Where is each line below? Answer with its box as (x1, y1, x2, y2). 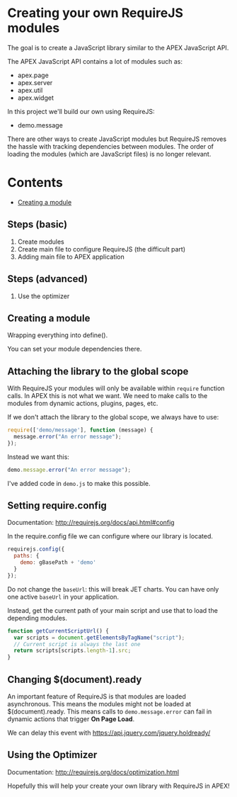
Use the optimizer (17, 292, 70, 300)
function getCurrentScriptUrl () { (7, 627, 110, 635)
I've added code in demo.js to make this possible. (7, 479, 151, 487)
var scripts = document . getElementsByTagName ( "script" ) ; (13, 634, 185, 641)
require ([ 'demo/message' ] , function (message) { (7, 426, 154, 434)
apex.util (17, 86, 43, 94)
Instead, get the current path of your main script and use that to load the (7, 606, 218, 614)
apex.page (17, 71, 50, 79)
